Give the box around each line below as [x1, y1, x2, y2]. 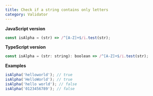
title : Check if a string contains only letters [5, 7, 108, 12]
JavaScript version [5, 25, 45, 31]
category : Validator [5, 12, 48, 17]
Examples [5, 63, 26, 69]
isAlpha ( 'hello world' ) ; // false [5, 82, 77, 87]
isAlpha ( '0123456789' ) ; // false [5, 86, 75, 91]
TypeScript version [5, 44, 46, 50]
